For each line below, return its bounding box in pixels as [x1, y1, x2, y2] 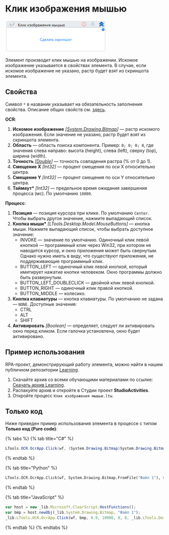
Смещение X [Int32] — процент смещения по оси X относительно [12, 164, 155, 170]
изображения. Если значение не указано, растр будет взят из [12, 131, 146, 137]
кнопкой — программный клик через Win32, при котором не [20, 242, 151, 248]
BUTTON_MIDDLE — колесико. [20, 290, 86, 296]
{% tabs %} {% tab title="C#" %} [5, 436, 74, 442]
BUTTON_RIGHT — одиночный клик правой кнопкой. [20, 285, 134, 291]
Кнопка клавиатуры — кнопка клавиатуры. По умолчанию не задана [12, 296, 163, 302]
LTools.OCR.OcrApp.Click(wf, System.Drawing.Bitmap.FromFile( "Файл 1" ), [5, 475, 161, 480]
